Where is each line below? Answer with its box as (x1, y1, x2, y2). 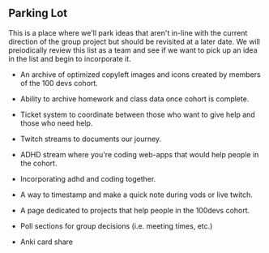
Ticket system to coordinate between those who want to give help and (19, 109, 255, 119)
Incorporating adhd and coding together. (19, 174, 156, 183)
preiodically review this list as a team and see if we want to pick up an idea (8, 45, 258, 55)
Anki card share (19, 237, 74, 247)
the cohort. (19, 158, 58, 168)
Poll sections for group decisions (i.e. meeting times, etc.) (19, 221, 213, 230)
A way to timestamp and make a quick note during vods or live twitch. (19, 190, 254, 199)
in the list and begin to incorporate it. (8, 54, 131, 63)
